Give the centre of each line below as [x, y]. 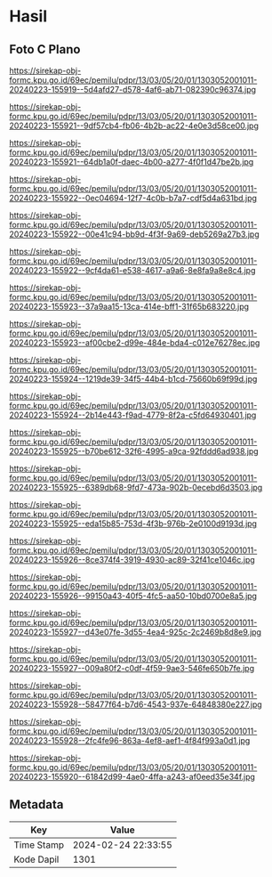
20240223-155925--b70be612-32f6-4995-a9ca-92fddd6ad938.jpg [134, 451]
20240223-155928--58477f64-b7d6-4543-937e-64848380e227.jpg [136, 704]
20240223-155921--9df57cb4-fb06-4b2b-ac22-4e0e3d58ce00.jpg [134, 126]
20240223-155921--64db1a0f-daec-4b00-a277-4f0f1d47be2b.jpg [132, 162]
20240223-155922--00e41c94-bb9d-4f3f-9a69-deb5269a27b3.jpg [134, 234]
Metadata [36, 804]
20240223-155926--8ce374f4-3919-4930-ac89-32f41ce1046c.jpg [132, 560]
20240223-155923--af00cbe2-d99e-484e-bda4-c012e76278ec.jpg [135, 343]
